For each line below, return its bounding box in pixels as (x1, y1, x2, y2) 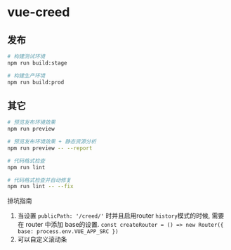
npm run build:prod (7, 79, 65, 86)
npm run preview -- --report (7, 145, 93, 152)
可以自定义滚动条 (17, 235, 67, 244)
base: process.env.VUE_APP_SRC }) (17, 228, 119, 235)
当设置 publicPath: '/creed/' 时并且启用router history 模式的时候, (17, 211, 211, 220)
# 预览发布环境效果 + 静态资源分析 (7, 138, 97, 145)
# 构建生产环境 (7, 72, 46, 79)
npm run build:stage (7, 59, 68, 67)
